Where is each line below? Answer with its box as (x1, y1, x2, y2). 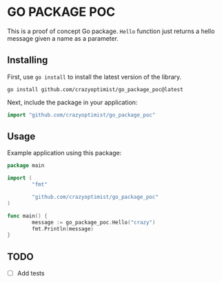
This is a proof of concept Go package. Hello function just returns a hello (7, 27, 215, 35)
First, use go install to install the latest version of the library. (7, 72, 182, 81)
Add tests (17, 269, 45, 277)
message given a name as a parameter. (7, 34, 119, 42)
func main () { (7, 212, 48, 219)
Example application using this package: (7, 149, 122, 157)
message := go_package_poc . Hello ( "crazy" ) (32, 219, 156, 226)
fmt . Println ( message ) (32, 225, 94, 232)
